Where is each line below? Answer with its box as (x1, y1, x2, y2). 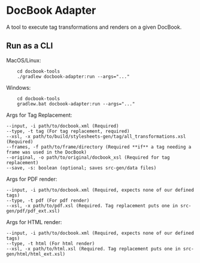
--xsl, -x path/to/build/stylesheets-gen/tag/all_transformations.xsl (6, 133, 186, 140)
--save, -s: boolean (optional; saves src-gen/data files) (6, 165, 157, 171)
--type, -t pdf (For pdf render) (6, 197, 90, 204)
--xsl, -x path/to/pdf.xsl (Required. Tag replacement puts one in (6, 202, 178, 208)
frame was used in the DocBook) (6, 149, 87, 155)
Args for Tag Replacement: (6, 111, 72, 119)
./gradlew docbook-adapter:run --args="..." (17, 73, 130, 80)
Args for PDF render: (6, 175, 57, 183)
